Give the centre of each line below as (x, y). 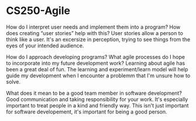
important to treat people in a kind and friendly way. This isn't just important (97, 105)
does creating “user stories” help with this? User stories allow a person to (94, 33)
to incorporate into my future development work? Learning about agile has (96, 63)
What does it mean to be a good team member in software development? (94, 93)
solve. (13, 82)
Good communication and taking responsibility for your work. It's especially (97, 99)
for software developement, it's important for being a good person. (87, 112)
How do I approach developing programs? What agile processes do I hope (96, 57)
